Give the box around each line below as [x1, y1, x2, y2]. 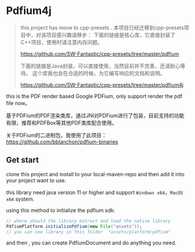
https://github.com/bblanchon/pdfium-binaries [6, 138, 119, 145]
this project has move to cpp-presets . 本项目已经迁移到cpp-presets [20, 24, 184, 31]
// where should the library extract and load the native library [6, 218, 171, 224]
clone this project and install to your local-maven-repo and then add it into [6, 170, 185, 177]
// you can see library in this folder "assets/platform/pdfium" [6, 229, 171, 235]
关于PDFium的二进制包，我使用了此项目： [6, 131, 107, 138]
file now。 [6, 99, 30, 106]
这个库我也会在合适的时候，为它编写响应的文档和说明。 [32, 69, 165, 76]
